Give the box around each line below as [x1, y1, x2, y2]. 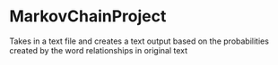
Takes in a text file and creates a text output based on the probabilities [9, 36, 269, 46]
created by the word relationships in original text [9, 45, 188, 55]
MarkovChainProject [9, 6, 167, 27]
